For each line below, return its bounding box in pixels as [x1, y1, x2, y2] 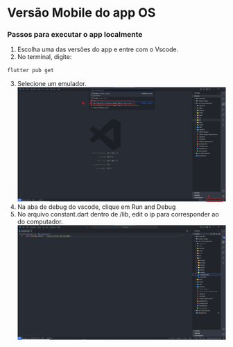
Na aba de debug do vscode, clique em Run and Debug [17, 203, 176, 211]
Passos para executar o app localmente [7, 30, 143, 40]
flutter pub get [7, 67, 54, 74]
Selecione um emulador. [17, 80, 87, 88]
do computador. [17, 217, 64, 226]
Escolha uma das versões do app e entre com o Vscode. [17, 45, 179, 53]
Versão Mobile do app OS [7, 5, 156, 21]
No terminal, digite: [17, 53, 72, 61]
